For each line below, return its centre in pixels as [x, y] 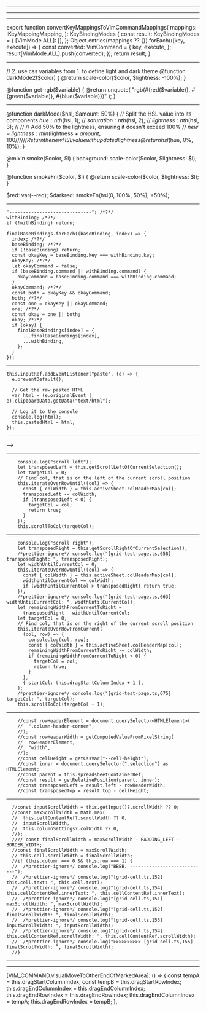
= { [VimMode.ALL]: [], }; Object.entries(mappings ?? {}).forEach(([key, [96, 40]
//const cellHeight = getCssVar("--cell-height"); [83, 758]
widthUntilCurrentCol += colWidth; [68, 581]
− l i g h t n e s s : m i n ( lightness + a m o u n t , [54, 133]
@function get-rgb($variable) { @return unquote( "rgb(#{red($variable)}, [98, 89]
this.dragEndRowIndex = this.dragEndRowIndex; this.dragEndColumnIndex [101, 995]
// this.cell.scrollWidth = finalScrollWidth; [72, 856]
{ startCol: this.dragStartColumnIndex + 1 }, [83, 683]
